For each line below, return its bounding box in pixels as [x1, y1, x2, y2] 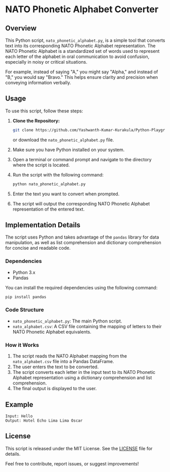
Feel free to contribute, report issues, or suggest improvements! [5, 460, 139, 466]
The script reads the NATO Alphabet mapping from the [12, 353, 127, 359]
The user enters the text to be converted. [12, 364, 99, 370]
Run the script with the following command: [12, 171, 104, 178]
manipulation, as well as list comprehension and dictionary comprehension [5, 240, 161, 246]
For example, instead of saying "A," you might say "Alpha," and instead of [5, 69, 158, 75]
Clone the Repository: [12, 117, 60, 124]
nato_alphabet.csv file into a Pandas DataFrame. [12, 359, 114, 365]
